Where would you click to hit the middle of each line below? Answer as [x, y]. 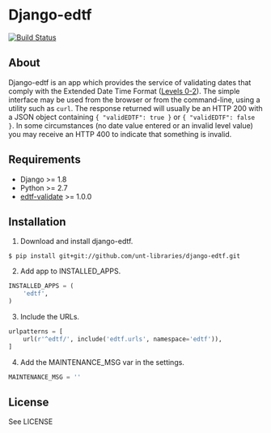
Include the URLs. [49, 317]
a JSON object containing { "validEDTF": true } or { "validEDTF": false [132, 117]
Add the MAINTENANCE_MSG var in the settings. [102, 362]
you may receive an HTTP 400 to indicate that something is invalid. [120, 134]
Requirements [44, 160]
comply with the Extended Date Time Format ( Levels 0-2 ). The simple [124, 91]
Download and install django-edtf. [76, 242]
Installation [37, 222]
